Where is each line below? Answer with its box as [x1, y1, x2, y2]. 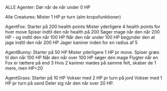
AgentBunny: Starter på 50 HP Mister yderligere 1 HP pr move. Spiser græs [5, 49, 159, 55]
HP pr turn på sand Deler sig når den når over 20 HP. [5, 80, 114, 86]
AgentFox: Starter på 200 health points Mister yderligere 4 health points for [5, 23, 160, 29]
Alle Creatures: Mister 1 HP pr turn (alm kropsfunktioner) [5, 14, 121, 19]
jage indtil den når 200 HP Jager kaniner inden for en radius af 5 [5, 39, 138, 45]
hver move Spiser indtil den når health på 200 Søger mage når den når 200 [5, 29, 160, 34]
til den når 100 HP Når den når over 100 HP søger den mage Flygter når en [5, 54, 158, 60]
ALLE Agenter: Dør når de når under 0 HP [5, 4, 91, 10]
